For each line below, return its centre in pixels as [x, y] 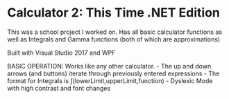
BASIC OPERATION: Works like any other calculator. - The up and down [109, 66]
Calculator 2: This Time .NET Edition [113, 13]
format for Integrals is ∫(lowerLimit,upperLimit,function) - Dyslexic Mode [110, 80]
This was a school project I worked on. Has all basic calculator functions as [115, 32]
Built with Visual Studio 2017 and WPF [61, 53]
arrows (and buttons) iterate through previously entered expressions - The [113, 73]
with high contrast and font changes [59, 88]
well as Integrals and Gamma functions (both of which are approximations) [114, 39]
